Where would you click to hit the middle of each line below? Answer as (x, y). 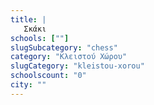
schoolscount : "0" (48, 76)
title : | (28, 19)
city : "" (28, 85)
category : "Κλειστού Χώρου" (69, 57)
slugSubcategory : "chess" (64, 47)
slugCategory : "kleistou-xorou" (77, 66)
